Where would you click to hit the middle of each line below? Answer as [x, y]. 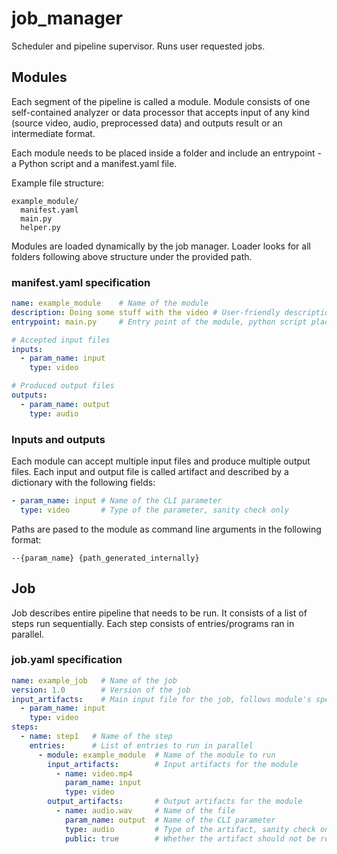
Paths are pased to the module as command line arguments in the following [166, 529]
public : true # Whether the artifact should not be [190, 838]
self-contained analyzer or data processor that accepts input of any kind [160, 112]
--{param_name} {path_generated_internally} [105, 558]
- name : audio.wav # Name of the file [145, 811]
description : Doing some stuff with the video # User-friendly [146, 312]
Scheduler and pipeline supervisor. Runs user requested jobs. [138, 46]
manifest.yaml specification [81, 282]
